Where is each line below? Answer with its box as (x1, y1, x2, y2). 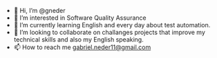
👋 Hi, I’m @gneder (13, 7, 66, 14)
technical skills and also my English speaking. (13, 35, 144, 44)
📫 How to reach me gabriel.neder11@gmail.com (13, 43, 151, 51)
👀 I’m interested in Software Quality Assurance (13, 14, 147, 22)
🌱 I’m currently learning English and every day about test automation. (13, 21, 211, 29)
